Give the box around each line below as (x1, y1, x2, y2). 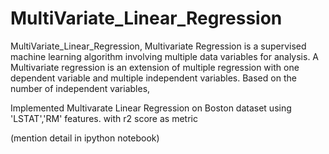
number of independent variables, (10, 82, 151, 94)
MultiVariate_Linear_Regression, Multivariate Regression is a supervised (10, 40, 307, 52)
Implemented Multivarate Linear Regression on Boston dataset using (10, 102, 292, 114)
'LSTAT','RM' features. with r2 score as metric (10, 112, 198, 124)
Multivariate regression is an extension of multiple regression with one (10, 61, 300, 73)
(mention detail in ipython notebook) (10, 132, 160, 144)
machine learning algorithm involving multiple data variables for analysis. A (10, 50, 320, 62)
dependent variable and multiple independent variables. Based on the (10, 72, 297, 84)
